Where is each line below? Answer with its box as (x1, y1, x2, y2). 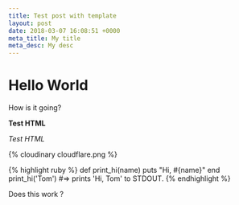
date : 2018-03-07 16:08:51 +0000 (8, 27, 121, 35)
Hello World (8, 76, 89, 95)
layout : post (8, 19, 52, 27)
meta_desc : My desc (8, 42, 74, 50)
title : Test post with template (8, 11, 117, 20)
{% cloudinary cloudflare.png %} (8, 150, 118, 159)
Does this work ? (8, 190, 64, 199)
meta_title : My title (8, 34, 81, 43)
